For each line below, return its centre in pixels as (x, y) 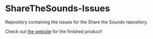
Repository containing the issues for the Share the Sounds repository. (76, 22)
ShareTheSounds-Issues (58, 9)
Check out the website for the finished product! (54, 31)
